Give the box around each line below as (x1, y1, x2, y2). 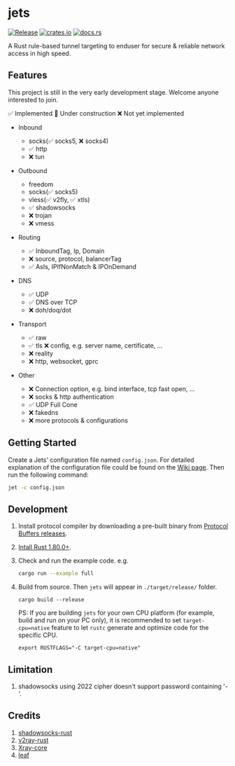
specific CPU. (17, 631, 58, 639)
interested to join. (8, 95, 59, 104)
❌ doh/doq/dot (28, 306, 72, 314)
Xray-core (17, 743, 48, 751)
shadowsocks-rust (17, 728, 73, 737)
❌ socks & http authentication (28, 392, 114, 401)
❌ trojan (28, 211, 52, 219)
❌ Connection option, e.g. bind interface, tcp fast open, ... (28, 384, 195, 393)
